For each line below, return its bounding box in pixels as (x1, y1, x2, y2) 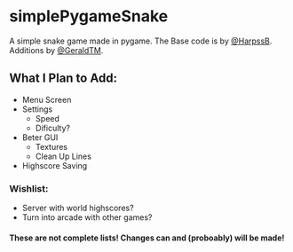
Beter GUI (21, 131, 59, 143)
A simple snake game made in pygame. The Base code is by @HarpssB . (9, 35, 273, 46)
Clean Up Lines (35, 151, 91, 161)
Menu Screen (21, 94, 72, 105)
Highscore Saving (21, 160, 88, 170)
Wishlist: (9, 182, 49, 194)
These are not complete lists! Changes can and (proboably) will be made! (9, 232, 285, 243)
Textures (35, 141, 68, 152)
